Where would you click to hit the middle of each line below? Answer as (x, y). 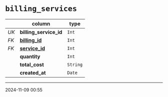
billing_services (41, 9)
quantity (30, 56)
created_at (33, 72)
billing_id (31, 40)
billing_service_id (41, 32)
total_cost (32, 64)
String (75, 64)
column (41, 23)
